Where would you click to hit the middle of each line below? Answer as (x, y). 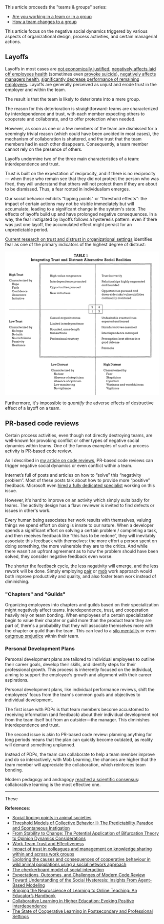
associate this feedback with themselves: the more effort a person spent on (81, 541)
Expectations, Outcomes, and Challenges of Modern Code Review (79, 875)
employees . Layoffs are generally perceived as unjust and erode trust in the (81, 84)
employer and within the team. (36, 90)
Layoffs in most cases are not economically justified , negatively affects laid (81, 69)
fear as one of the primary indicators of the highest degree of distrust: (76, 244)
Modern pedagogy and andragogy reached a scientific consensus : (72, 780)
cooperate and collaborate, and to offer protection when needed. (70, 119)
